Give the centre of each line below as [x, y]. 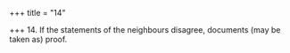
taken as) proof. [38, 39]
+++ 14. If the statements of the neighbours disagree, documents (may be [145, 30]
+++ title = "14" [37, 13]
